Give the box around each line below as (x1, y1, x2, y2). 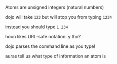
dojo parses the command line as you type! (5, 43, 95, 49)
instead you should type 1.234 (5, 24, 68, 30)
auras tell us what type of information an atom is (5, 53, 106, 59)
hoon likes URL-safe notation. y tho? (5, 34, 81, 39)
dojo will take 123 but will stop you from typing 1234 (5, 14, 112, 20)
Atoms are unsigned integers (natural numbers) (5, 5, 104, 10)
